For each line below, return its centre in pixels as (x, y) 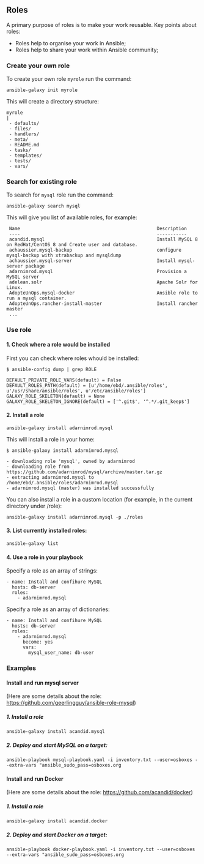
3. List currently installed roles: (47, 531)
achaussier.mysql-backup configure (95, 250)
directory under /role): (34, 506)
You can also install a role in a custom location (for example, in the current (100, 499)
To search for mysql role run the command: (60, 195)
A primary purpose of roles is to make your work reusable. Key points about (101, 24)
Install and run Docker (35, 779)
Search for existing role (42, 182)
